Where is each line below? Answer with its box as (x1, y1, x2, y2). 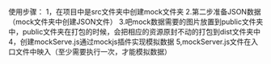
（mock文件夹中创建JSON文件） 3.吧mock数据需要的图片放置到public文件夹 (8, 17, 264, 26)
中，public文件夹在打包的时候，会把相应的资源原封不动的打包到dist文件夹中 (8, 27, 261, 36)
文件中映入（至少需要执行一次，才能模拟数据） (15, 47, 171, 56)
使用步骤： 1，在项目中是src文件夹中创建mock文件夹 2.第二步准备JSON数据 (8, 7, 261, 16)
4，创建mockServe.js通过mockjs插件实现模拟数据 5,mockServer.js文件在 (8, 37, 252, 46)
